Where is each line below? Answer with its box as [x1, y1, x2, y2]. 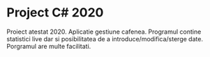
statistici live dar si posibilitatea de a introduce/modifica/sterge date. [6, 34, 204, 43]
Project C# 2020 [6, 5, 104, 21]
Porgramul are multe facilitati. [6, 42, 91, 50]
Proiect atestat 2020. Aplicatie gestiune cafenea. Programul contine [6, 27, 202, 36]
